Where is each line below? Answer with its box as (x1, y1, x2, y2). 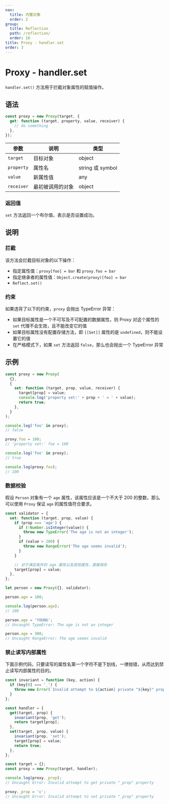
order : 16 (10, 36, 30, 41)
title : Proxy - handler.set (5, 40, 64, 45)
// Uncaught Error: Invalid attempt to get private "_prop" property (5, 780, 154, 785)
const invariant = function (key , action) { (5, 678, 100, 683)
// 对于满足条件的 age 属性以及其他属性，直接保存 (14, 562, 107, 567)
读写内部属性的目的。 (9, 668, 54, 674)
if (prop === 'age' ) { (14, 520, 62, 525)
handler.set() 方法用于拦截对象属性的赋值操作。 (5, 84, 107, 90)
